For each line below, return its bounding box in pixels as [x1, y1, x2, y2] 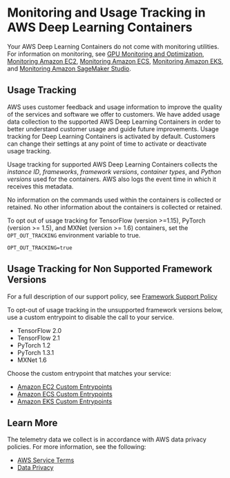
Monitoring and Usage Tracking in [7, 5, 206, 21]
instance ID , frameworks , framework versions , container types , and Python [7, 167, 222, 175]
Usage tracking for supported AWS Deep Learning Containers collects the [7, 160, 218, 169]
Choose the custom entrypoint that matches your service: [7, 369, 171, 377]
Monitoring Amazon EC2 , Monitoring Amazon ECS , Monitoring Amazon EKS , [7, 57, 224, 65]
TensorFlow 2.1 [17, 334, 60, 342]
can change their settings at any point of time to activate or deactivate [7, 140, 207, 148]
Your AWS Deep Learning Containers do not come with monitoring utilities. [7, 42, 220, 50]
